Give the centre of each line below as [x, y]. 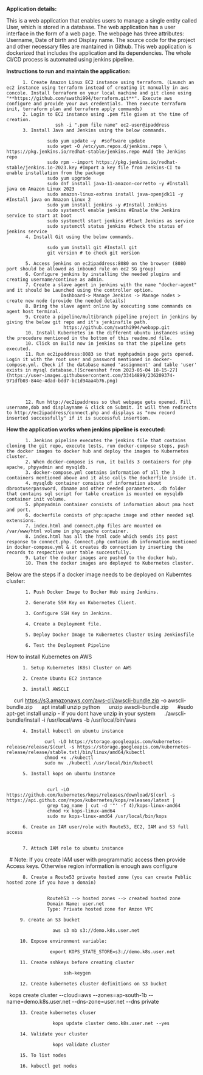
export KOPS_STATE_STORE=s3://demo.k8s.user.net [112, 952]
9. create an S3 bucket [50, 920]
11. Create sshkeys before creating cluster [77, 962]
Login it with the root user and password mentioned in [78, 359]
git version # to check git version [93, 253]
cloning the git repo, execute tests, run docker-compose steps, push [98, 446]
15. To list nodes [43, 1056]
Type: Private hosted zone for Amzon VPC [100, 909]
